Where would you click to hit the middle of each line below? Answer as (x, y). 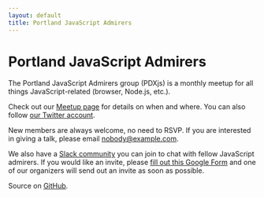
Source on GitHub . (38, 186)
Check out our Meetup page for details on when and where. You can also (127, 107)
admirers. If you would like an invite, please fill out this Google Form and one (132, 163)
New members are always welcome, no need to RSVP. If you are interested (130, 130)
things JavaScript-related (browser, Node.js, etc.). (89, 92)
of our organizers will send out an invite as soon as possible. (106, 170)
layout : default (35, 15)
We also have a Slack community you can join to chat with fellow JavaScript (131, 154)
